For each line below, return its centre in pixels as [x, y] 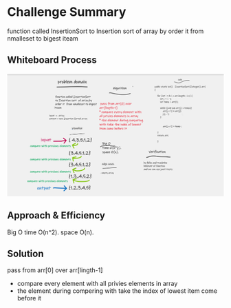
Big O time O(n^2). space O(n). [51, 232]
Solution [25, 253]
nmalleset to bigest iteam [43, 38]
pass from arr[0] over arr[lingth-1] [55, 270]
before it [29, 298]
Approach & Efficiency [56, 215]
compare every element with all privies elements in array [97, 284]
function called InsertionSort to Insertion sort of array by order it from [106, 31]
